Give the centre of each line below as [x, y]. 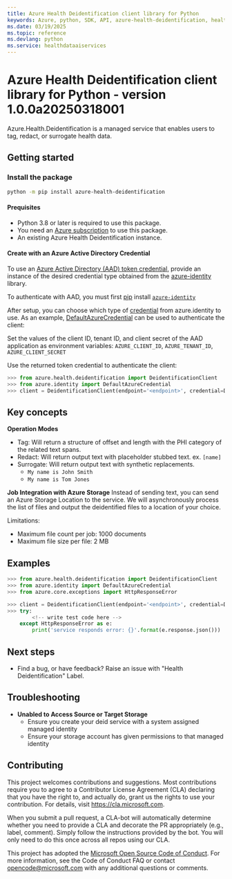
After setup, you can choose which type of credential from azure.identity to [114, 310]
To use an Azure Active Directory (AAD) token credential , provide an [104, 269]
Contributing [35, 765]
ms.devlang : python [35, 39]
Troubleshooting [44, 697]
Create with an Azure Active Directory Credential [79, 253]
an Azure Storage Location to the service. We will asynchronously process [113, 500]
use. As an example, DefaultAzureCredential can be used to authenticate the [116, 317]
